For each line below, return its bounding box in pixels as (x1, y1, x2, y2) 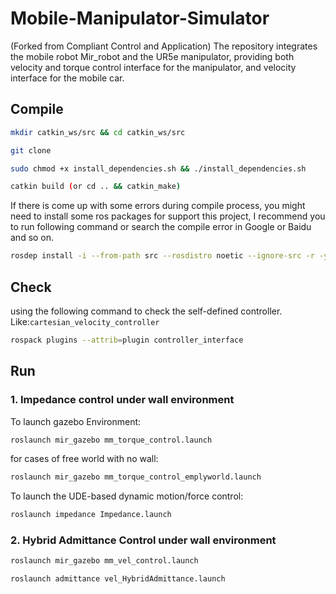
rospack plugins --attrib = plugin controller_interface (10, 335, 244, 345)
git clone (10, 145, 52, 156)
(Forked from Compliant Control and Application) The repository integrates (10, 40, 318, 52)
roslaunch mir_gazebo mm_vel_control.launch (10, 556, 199, 566)
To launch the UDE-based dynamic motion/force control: (10, 490, 244, 502)
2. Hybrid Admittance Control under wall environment (10, 533, 277, 547)
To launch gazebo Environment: (10, 415, 142, 427)
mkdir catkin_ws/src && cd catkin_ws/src (10, 127, 186, 137)
